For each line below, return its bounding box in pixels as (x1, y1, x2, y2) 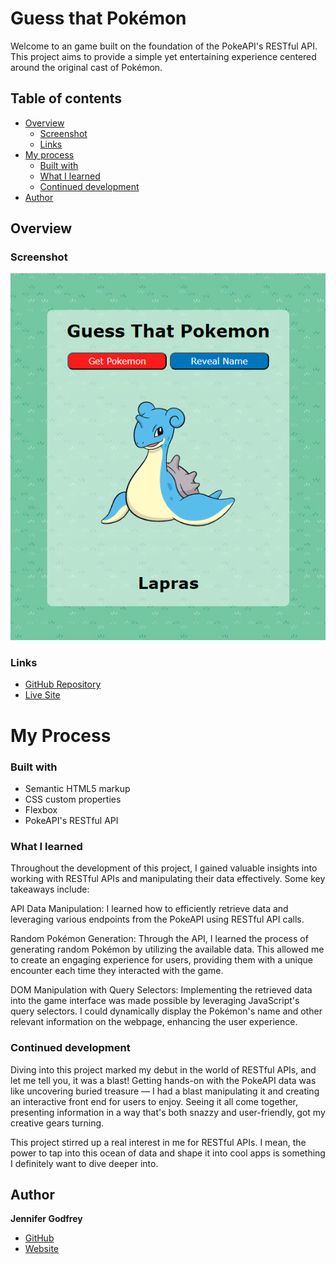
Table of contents (10, 90, 122, 107)
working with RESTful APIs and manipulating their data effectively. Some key (10, 873, 326, 885)
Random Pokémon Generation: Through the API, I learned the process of (10, 933, 309, 945)
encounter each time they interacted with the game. (10, 965, 224, 977)
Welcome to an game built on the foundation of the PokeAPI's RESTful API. (10, 40, 318, 52)
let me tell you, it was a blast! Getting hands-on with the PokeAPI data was (10, 1074, 317, 1086)
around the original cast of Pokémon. (10, 61, 163, 73)
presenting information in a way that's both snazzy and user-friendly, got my (10, 1106, 326, 1118)
